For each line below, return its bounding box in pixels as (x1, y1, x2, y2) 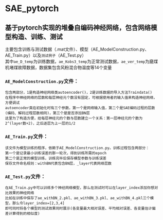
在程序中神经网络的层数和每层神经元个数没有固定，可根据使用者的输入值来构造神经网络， (5, 95, 157, 100)
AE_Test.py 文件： (5, 173, 46, 180)
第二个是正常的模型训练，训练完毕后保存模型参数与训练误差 (5, 156, 107, 161)
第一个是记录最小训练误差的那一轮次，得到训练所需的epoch (5, 151, 107, 155)
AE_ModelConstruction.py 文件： (5, 78, 79, 85)
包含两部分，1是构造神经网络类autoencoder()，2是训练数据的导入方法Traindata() (5, 90, 152, 95)
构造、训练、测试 (11, 33, 63, 41)
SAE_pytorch (5, 3, 59, 14)
